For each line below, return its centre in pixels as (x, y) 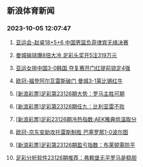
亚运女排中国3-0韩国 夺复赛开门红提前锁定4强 (73, 68)
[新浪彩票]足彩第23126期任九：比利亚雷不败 (70, 106)
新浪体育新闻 (31, 11)
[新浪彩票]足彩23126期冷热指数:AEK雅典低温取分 (76, 119)
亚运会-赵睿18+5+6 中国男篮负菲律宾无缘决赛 (72, 42)
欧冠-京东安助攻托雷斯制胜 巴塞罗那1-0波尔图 (72, 132)
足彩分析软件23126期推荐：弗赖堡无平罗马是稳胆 (76, 157)
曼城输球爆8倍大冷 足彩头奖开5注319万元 (66, 55)
